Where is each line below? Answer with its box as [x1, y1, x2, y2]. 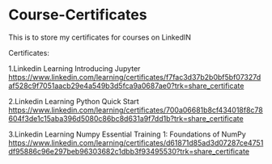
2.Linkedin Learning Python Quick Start [8, 96, 139, 106]
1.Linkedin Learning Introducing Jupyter [8, 63, 141, 74]
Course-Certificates [8, 6, 147, 24]
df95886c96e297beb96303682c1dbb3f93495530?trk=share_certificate [8, 146, 249, 156]
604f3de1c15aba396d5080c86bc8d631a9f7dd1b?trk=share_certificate [8, 113, 244, 123]
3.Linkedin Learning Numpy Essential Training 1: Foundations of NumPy [8, 129, 247, 139]
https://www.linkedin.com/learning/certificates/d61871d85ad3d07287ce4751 [8, 137, 264, 147]
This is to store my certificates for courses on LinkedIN [8, 32, 192, 42]
